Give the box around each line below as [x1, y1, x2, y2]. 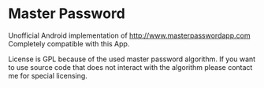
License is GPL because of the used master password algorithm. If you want [8, 54, 256, 64]
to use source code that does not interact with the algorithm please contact [8, 62, 253, 71]
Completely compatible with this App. [8, 38, 130, 48]
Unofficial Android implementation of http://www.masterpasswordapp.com [8, 31, 251, 40]
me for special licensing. [8, 71, 88, 80]
